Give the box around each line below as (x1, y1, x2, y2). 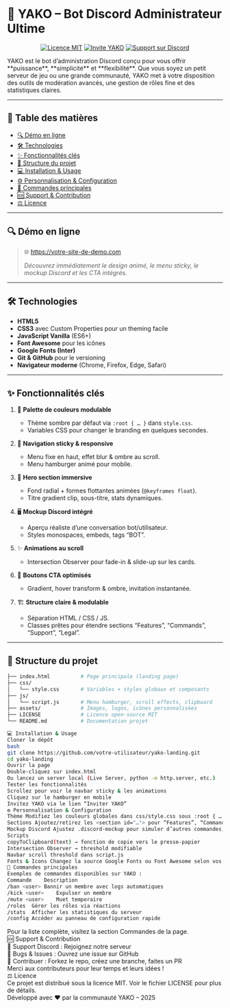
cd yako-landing (7, 755, 53, 762)
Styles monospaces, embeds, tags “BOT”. (27, 531, 146, 539)
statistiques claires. (7, 86, 62, 94)
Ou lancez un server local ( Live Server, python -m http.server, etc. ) (7, 775, 216, 782)
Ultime (7, 21, 46, 36)
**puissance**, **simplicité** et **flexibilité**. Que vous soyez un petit (7, 64, 207, 72)
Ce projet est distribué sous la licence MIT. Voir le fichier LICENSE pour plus (7, 979, 222, 987)
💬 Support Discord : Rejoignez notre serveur (7, 943, 132, 951)
